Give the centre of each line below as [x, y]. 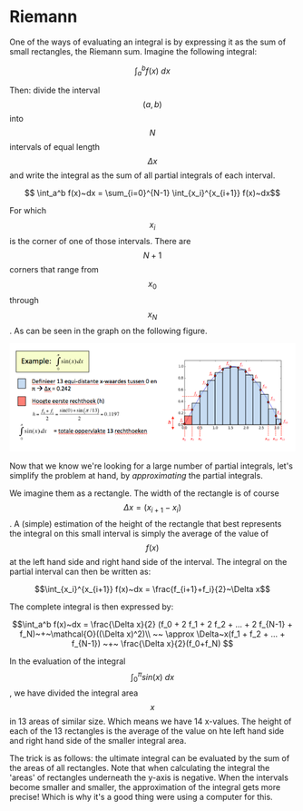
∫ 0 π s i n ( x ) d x [152, 677]
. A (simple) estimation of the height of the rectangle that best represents [146, 523]
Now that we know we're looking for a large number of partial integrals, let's [151, 466]
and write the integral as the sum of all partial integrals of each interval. [142, 175]
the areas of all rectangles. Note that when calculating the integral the [140, 768]
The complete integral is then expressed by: [92, 607]
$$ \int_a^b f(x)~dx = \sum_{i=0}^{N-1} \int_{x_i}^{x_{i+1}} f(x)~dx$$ [152, 193]
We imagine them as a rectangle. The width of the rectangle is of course [144, 493]
